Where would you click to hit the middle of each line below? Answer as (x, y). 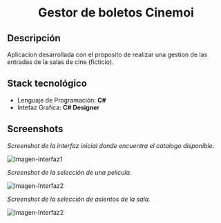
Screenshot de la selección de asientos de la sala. (79, 199)
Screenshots (35, 129)
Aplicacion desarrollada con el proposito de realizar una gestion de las (107, 54)
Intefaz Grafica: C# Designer (58, 107)
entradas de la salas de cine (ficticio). (60, 62)
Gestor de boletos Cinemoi (116, 13)
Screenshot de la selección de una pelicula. (69, 172)
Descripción (34, 38)
